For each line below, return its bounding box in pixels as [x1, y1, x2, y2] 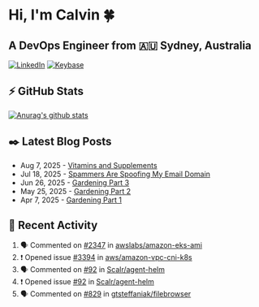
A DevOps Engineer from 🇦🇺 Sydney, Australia [8, 38, 252, 52]
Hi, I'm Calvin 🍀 [8, 6, 115, 24]
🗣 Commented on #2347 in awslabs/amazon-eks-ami [19, 240, 203, 250]
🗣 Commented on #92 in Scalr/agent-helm [19, 265, 165, 275]
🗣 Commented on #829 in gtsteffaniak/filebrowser [19, 289, 192, 299]
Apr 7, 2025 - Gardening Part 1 [19, 195, 122, 205]
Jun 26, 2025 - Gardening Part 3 [19, 177, 130, 188]
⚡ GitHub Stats [8, 84, 84, 98]
